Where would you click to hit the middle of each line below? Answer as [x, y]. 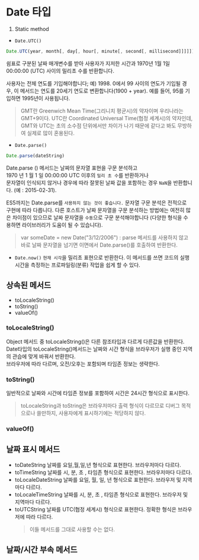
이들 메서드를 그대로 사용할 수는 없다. [72, 529]
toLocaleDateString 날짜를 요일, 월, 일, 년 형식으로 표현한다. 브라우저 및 [98, 479]
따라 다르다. [39, 517]
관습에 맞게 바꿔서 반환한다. [44, 356]
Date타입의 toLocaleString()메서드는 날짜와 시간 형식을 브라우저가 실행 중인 [94, 349]
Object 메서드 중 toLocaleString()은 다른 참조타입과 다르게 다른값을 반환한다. [95, 341]
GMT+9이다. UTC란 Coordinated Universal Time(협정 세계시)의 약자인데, [107, 118]
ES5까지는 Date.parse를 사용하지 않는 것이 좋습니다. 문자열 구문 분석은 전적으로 [97, 203]
